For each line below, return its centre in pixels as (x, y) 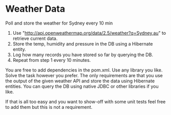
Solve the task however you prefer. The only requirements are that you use (84, 75)
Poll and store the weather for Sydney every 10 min (59, 23)
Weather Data (35, 9)
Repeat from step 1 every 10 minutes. (52, 60)
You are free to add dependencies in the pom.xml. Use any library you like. (84, 70)
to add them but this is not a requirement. (49, 107)
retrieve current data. (35, 38)
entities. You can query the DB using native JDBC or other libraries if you (82, 86)
